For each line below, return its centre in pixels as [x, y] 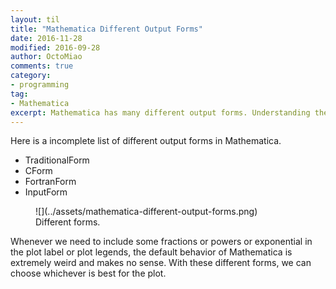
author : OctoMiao [46, 57]
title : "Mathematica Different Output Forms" [106, 29]
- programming [40, 85]
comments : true [42, 66]
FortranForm [50, 182]
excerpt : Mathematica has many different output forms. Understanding [160, 112]
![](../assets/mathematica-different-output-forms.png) [146, 212]
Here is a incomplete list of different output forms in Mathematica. [146, 141]
